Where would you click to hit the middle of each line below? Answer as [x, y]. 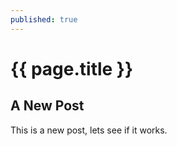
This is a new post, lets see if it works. [89, 130]
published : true [44, 19]
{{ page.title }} [72, 68]
